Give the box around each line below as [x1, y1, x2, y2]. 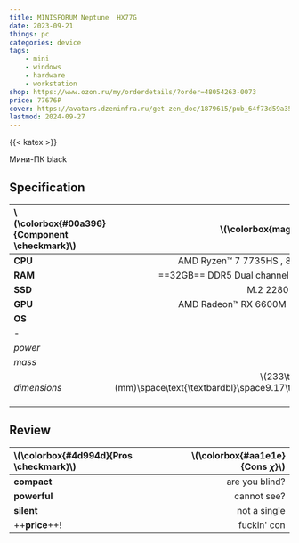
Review [9, 423, 52, 438]
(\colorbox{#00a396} [13, 217, 106, 230]
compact [13, 475, 53, 488]
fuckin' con [238, 518, 286, 531]
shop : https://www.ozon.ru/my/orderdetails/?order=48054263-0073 [9, 87, 256, 96]
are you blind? [226, 475, 286, 488]
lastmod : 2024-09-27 [9, 112, 86, 121]
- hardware [25, 71, 66, 80]
